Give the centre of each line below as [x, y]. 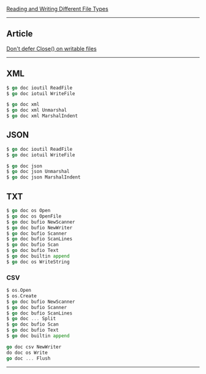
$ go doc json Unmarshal [38, 172]
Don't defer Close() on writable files [51, 48]
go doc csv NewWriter [34, 347]
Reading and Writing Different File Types [57, 9]
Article [20, 34]
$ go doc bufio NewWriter [39, 227]
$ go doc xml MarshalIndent [42, 116]
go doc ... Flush [29, 358]
